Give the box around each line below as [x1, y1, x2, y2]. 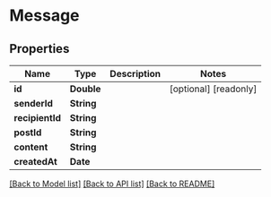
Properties [9, 41, 70, 56]
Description [109, 68, 162, 80]
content [13, 141, 48, 153]
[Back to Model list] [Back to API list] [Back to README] [9, 178, 215, 189]
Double [69, 82, 101, 95]
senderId [13, 98, 54, 109]
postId [13, 126, 42, 139]
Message [9, 5, 80, 26]
